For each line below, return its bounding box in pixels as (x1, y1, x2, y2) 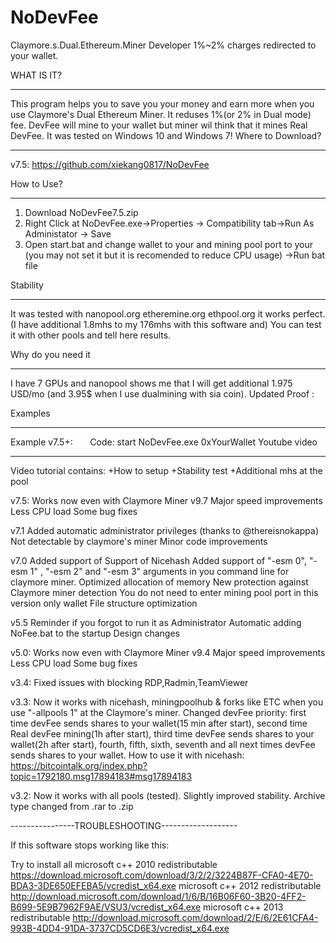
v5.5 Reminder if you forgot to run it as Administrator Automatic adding (10, 616, 302, 628)
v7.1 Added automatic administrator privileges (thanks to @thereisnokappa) (10, 524, 320, 536)
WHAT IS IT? (10, 69, 63, 81)
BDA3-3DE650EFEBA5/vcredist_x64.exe (10, 879, 177, 891)
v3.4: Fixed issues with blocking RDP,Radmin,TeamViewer (10, 676, 249, 688)
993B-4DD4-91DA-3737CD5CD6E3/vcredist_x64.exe (10, 922, 230, 934)
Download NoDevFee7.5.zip (24, 206, 139, 218)
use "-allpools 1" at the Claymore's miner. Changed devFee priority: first (10, 706, 307, 718)
